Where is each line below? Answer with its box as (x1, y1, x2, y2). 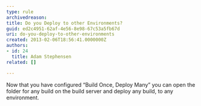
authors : (6, 43, 28, 49)
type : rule (6, 8, 34, 15)
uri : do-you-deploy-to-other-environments (6, 31, 115, 37)
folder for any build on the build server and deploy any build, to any (6, 87, 174, 95)
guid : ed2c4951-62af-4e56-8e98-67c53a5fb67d (6, 25, 120, 32)
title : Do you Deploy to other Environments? (6, 20, 123, 26)
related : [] (6, 59, 36, 65)
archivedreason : (6, 14, 47, 20)
